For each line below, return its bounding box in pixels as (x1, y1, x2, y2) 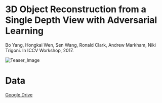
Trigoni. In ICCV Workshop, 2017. (5, 47, 74, 53)
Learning (5, 25, 44, 37)
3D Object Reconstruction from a (5, 4, 147, 15)
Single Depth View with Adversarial (5, 14, 157, 26)
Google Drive (5, 91, 33, 97)
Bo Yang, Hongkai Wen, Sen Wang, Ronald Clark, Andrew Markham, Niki (5, 42, 156, 48)
